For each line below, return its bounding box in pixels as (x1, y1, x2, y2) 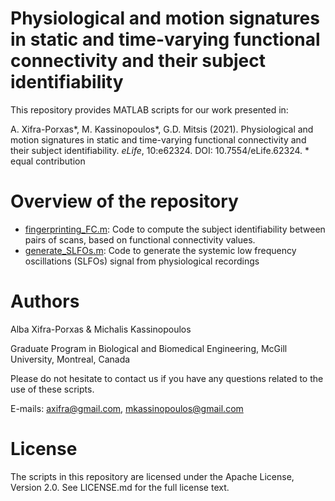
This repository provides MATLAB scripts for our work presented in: (10, 103, 289, 116)
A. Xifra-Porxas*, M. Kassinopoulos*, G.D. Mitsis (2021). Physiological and (10, 123, 314, 135)
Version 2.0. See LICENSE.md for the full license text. (10, 481, 230, 493)
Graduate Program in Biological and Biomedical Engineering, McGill (10, 342, 288, 354)
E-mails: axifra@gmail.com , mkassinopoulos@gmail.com (10, 402, 244, 414)
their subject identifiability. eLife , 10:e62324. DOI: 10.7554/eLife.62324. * (10, 144, 310, 156)
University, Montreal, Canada (10, 353, 131, 365)
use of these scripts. (10, 383, 95, 395)
